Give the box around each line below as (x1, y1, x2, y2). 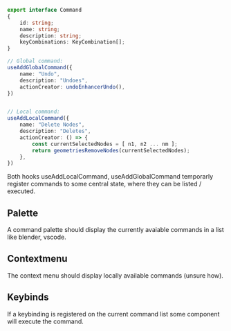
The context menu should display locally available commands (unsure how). (7, 271, 223, 280)
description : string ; (19, 32, 82, 39)
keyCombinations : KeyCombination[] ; (19, 39, 126, 46)
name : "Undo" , (19, 70, 60, 78)
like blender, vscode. (7, 233, 67, 242)
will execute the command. (7, 317, 84, 325)
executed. (7, 187, 36, 195)
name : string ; (19, 26, 60, 33)
